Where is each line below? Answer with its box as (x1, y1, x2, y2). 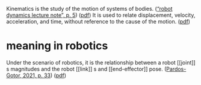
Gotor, (6, 72, 22, 79)
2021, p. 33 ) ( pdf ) (23, 72, 67, 79)
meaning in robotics (6, 39, 108, 53)
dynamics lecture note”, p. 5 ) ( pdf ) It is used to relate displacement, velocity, (6, 11, 196, 19)
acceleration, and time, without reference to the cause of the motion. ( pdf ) (6, 18, 191, 25)
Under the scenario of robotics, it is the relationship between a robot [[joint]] (6, 58, 196, 66)
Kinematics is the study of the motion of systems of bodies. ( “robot (6, 5, 173, 12)
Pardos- (166, 65, 187, 72)
